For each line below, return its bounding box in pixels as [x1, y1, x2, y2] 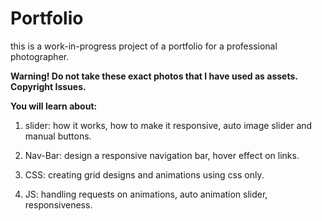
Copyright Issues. [10, 80, 87, 92]
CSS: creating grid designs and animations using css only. [24, 168, 265, 181]
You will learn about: [10, 100, 98, 112]
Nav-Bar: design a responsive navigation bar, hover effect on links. [24, 149, 300, 161]
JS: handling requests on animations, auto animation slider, [24, 188, 268, 200]
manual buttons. [24, 130, 92, 142]
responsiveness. [24, 198, 93, 211]
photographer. [10, 50, 70, 62]
